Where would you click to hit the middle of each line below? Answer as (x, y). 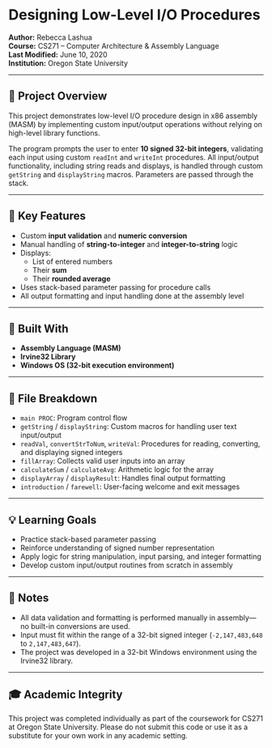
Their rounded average (71, 278)
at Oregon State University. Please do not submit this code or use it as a (128, 727)
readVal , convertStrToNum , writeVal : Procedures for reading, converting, (140, 444)
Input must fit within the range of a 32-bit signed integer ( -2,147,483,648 (141, 635)
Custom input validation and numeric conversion (104, 236)
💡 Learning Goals (53, 520)
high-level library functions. (54, 133)
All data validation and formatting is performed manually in (118, 618)
